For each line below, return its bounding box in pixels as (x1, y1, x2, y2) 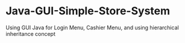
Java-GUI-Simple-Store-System (5, 4, 171, 18)
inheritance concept (5, 30, 55, 37)
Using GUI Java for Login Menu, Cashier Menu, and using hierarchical (5, 24, 179, 31)
